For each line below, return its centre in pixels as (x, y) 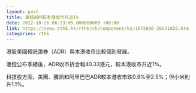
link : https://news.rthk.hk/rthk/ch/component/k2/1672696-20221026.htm (97, 28)
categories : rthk (28, 34)
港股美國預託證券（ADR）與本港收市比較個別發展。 (70, 52)
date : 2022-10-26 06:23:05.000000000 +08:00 (63, 23)
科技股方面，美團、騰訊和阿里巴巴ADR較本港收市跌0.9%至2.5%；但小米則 (98, 77)
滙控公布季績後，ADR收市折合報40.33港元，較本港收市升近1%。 (85, 64)
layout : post (22, 12)
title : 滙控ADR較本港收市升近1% (43, 17)
